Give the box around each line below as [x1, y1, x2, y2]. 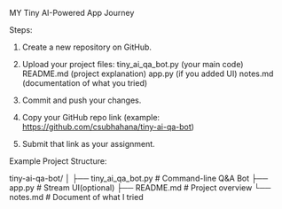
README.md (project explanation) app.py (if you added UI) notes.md [21, 68, 274, 79]
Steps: [9, 25, 33, 35]
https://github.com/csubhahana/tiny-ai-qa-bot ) [21, 121, 195, 132]
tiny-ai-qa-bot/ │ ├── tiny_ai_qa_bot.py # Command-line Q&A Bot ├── [9, 173, 269, 183]
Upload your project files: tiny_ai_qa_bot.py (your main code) [21, 59, 244, 69]
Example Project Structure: [9, 156, 107, 166]
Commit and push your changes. [21, 95, 142, 105]
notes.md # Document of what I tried [9, 192, 144, 202]
